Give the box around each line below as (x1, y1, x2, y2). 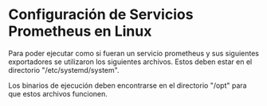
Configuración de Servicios (8, 6, 194, 24)
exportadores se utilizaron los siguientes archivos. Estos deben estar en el (8, 57, 253, 66)
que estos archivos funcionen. (8, 89, 108, 98)
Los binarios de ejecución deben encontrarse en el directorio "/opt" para (8, 81, 247, 90)
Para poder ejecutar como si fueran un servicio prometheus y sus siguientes (8, 48, 259, 58)
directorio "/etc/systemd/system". (8, 65, 120, 74)
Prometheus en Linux (8, 22, 152, 40)
